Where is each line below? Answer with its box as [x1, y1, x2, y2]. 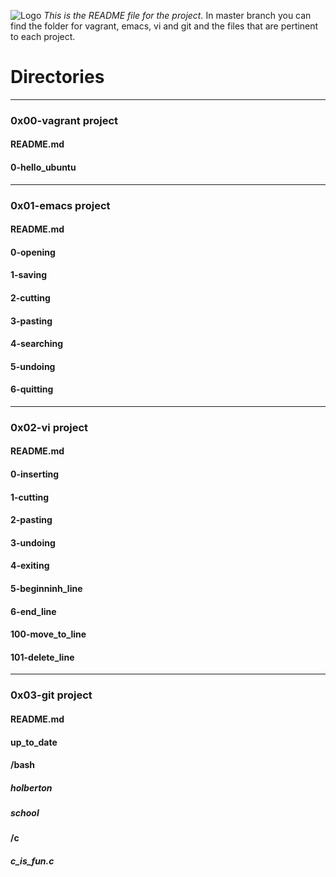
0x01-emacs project [10, 198, 111, 212]
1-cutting [10, 491, 49, 503]
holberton [10, 781, 53, 794]
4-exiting [10, 560, 50, 572]
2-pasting [10, 514, 53, 526]
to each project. [10, 31, 76, 42]
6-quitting [10, 383, 54, 395]
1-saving [10, 269, 48, 281]
